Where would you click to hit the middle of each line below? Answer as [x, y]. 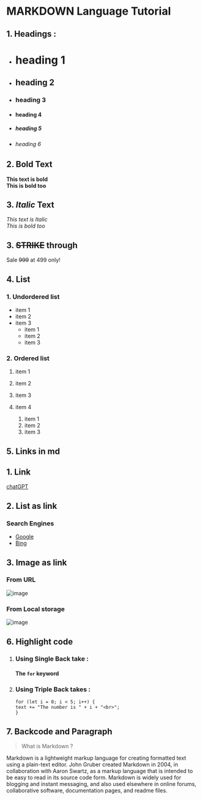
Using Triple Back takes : [53, 689]
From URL [21, 580]
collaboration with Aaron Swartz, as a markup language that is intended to [100, 771]
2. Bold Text [29, 164]
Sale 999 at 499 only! [34, 260]
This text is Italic [27, 220]
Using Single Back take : [52, 659]
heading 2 [35, 83]
